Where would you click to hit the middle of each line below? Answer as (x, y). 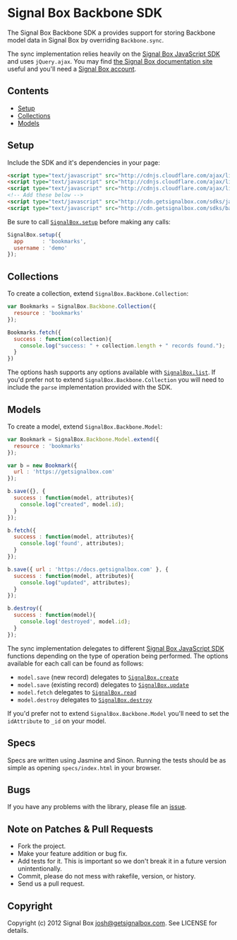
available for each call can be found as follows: (75, 663)
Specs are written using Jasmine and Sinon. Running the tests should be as (117, 760)
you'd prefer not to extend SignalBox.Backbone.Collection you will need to (116, 380)
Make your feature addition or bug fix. (73, 854)
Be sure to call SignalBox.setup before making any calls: (89, 221)
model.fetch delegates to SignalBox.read (77, 692)
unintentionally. (39, 869)
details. (18, 930)
